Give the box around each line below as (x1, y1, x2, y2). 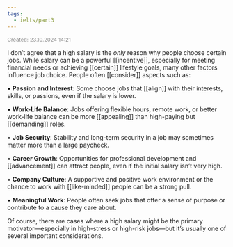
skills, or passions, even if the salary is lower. (7, 91, 137, 99)
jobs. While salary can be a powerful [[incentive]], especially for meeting (7, 56, 216, 64)
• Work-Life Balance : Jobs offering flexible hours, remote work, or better (7, 105, 218, 113)
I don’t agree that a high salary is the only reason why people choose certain (7, 48, 227, 56)
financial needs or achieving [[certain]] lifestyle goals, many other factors (7, 63, 218, 72)
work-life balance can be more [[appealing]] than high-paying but (7, 112, 196, 120)
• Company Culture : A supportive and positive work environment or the (7, 175, 214, 183)
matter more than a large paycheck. (7, 141, 110, 149)
